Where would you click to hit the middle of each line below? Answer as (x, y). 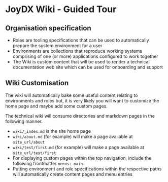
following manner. (24, 121)
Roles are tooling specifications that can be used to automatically (81, 40)
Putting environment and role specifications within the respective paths (87, 169)
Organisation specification (48, 28)
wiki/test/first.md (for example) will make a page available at (78, 147)
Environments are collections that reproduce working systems (77, 51)
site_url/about (29, 142)
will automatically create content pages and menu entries (73, 174)
